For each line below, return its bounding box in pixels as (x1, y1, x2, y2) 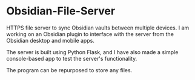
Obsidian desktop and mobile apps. (6, 37, 95, 44)
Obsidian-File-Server (6, 4, 116, 18)
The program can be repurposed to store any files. (6, 66, 133, 73)
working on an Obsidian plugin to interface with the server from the (6, 30, 174, 37)
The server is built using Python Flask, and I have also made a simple (6, 48, 179, 55)
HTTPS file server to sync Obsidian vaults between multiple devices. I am (6, 24, 190, 31)
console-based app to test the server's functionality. (6, 55, 137, 62)
